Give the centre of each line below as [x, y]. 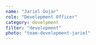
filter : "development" [33, 28]
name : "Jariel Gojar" [32, 11]
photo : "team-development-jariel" [48, 33]
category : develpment [32, 22]
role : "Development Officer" [41, 17]
